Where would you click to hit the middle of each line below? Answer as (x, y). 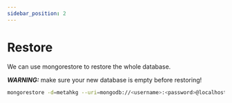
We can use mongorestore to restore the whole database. (89, 67)
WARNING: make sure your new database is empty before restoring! (105, 80)
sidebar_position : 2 (37, 13)
